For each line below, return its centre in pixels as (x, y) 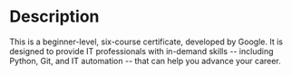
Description (54, 17)
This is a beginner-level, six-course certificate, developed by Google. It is (146, 42)
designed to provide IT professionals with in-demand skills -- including (141, 51)
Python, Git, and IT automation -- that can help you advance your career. (145, 61)
